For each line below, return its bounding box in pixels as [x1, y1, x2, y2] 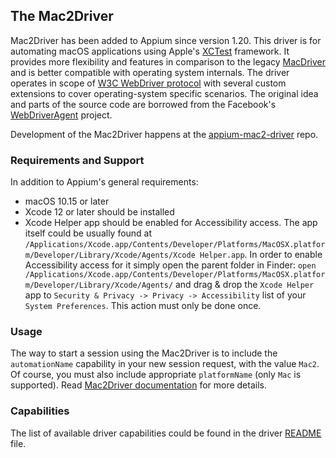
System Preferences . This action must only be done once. [24, 300, 262, 312]
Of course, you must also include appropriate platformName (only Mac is [10, 369, 302, 381]
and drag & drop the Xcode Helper [174, 279, 315, 291]
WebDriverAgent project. [10, 109, 113, 121]
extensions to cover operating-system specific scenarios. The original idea [10, 87, 319, 99]
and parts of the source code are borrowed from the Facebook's [10, 98, 277, 110]
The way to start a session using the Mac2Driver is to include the [10, 347, 278, 359]
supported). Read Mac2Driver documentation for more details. [10, 379, 267, 391]
